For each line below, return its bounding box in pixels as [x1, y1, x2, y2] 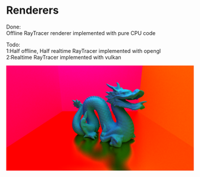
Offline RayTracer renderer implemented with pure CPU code [6, 29, 156, 36]
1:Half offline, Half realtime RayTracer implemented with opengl [6, 47, 161, 54]
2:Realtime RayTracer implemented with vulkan [6, 53, 121, 61]
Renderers [6, 4, 59, 17]
